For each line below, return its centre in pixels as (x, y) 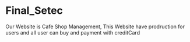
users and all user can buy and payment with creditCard (73, 32)
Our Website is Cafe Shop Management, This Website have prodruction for (95, 26)
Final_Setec (34, 11)
